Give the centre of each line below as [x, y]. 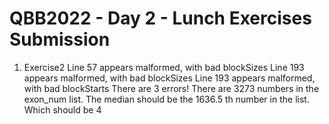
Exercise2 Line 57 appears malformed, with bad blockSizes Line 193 [164, 67]
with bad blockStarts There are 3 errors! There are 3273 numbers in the [171, 88]
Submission [60, 39]
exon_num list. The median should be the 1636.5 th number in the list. [166, 99]
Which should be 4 [62, 109]
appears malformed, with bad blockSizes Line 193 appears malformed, [169, 78]
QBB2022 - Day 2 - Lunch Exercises [160, 18]
